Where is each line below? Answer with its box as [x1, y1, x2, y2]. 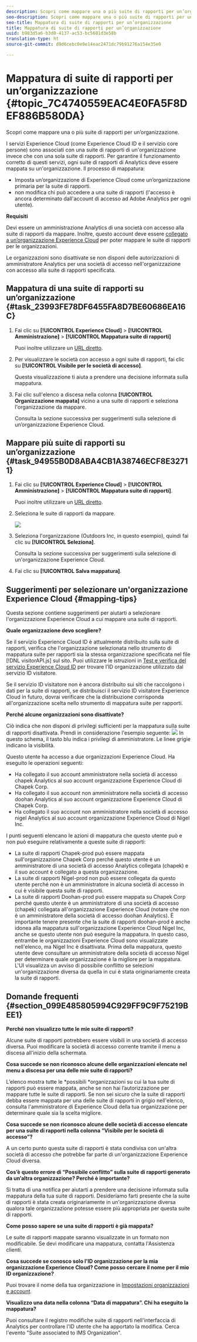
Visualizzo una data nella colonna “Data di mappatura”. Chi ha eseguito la [6, 1299, 189, 1306]
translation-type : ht [6, 36, 59, 42]
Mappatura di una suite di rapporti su [6, 284, 144, 294]
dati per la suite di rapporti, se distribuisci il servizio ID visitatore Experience [6, 687, 189, 694]
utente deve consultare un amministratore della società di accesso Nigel [14, 949, 189, 957]
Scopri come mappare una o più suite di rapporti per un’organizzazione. [6, 129, 180, 136]
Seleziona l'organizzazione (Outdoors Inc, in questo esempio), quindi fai [14, 532, 189, 540]
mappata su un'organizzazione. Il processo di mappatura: [6, 165, 145, 172]
